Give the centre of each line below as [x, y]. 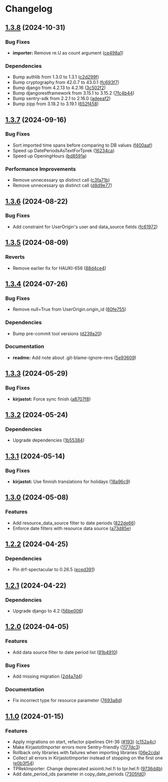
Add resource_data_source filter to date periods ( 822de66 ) [74, 523]
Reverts [15, 257]
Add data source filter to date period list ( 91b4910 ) [65, 652]
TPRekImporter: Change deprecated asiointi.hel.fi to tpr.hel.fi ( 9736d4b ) [88, 768]
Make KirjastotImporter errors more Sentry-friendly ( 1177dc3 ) [76, 747]
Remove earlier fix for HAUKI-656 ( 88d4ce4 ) [59, 268]
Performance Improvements [41, 169]
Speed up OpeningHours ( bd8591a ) [50, 156]
